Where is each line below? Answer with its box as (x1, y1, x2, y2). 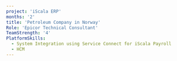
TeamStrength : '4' (6, 30, 51, 36)
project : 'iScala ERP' (6, 8, 62, 15)
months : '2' (6, 14, 35, 20)
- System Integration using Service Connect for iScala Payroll (11, 41, 172, 47)
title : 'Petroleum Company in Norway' (6, 19, 101, 25)
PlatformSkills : (6, 35, 46, 41)
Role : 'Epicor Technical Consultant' (6, 24, 98, 31)
